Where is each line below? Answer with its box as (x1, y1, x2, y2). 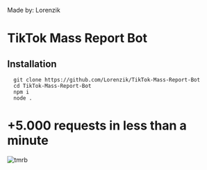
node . (13, 95, 33, 102)
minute (7, 132, 49, 148)
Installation (7, 58, 57, 70)
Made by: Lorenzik (7, 6, 60, 14)
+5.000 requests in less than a (7, 118, 188, 134)
